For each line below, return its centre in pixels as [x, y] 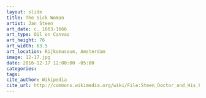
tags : [13, 74]
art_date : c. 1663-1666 [37, 29]
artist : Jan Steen [30, 23]
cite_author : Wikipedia [37, 80]
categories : [21, 68]
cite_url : [19, 86]
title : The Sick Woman [35, 18]
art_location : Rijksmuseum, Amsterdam [56, 52]
